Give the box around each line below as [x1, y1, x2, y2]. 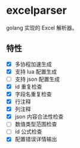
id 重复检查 [14, 83, 42, 90]
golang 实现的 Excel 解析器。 [6, 24, 78, 31]
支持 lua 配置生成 [14, 68, 57, 75]
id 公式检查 [14, 128, 42, 135]
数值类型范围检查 [14, 120, 57, 128]
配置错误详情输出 [14, 135, 57, 143]
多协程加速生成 [14, 61, 52, 68]
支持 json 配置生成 [14, 75, 60, 83]
